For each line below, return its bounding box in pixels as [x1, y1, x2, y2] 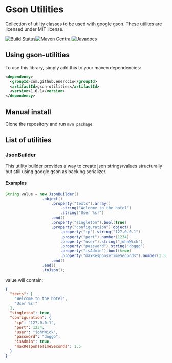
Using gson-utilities [5, 51, 70, 59]
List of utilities [5, 136, 52, 144]
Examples [5, 180, 27, 186]
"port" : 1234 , [14, 325, 45, 330]
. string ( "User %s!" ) [60, 210, 104, 216]
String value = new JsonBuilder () [5, 191, 79, 197]
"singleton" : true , [10, 311, 52, 316]
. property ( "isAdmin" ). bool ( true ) [60, 248, 132, 254]
